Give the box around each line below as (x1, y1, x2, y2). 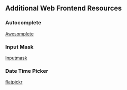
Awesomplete (5, 30, 34, 37)
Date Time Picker (5, 67, 48, 74)
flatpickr (5, 79, 23, 85)
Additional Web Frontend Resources (5, 4, 122, 13)
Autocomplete (5, 19, 42, 26)
